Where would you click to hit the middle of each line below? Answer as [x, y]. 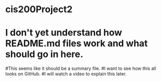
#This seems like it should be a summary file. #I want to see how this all [81, 69]
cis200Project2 [39, 9]
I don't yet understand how [64, 33]
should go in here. [44, 54]
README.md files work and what [77, 44]
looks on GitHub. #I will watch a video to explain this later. [66, 74]
